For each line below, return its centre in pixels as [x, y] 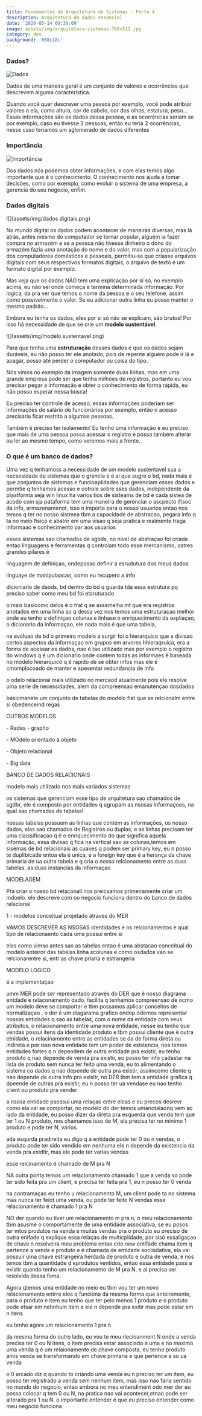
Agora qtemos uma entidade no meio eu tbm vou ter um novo [83, 1288]
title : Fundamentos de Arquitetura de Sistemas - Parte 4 [80, 12]
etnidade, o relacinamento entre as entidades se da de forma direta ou [94, 1039]
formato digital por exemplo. [41, 268]
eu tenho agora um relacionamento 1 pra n [59, 1325]
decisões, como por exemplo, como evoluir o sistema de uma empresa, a [97, 183]
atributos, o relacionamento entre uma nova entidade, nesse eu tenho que [98, 1026]
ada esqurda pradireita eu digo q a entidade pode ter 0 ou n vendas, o [93, 1139]
